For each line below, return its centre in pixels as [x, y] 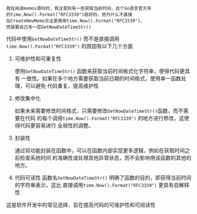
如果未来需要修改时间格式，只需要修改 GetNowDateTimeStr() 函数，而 [96, 111]
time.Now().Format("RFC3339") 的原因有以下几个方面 [70, 46]
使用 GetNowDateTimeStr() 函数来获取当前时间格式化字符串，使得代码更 [100, 71]
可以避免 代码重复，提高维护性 [62, 86]
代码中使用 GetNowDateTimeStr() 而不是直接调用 [63, 39]
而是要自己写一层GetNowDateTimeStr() [49, 27]
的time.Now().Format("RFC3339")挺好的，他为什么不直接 [69, 15]
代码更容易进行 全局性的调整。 [57, 126]
